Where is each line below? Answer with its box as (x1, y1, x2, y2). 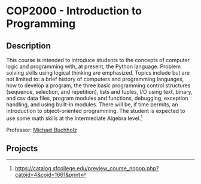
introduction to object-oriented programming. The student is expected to (6, 108, 185, 114)
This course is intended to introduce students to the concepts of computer (6, 57, 190, 63)
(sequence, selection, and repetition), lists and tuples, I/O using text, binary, (6, 88, 193, 95)
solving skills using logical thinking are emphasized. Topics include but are (6, 69, 190, 76)
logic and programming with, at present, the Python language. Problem (6, 63, 181, 70)
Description (6, 41, 51, 51)
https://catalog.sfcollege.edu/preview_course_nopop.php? (14, 165, 159, 172)
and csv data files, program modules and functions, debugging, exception (6, 94, 188, 102)
